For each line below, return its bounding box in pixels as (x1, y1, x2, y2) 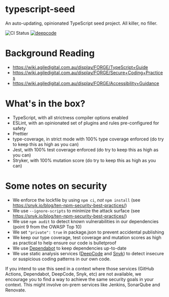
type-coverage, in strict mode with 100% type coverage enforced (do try (12, 136, 164, 142)
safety (12, 125, 26, 131)
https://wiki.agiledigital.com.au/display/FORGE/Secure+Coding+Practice (12, 69, 163, 76)
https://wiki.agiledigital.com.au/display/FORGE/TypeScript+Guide (12, 64, 148, 70)
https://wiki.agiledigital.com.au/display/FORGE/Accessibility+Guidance (12, 80, 159, 86)
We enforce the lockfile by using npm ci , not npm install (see (12, 197, 140, 203)
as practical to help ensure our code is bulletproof (12, 240, 117, 246)
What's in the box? (5, 98, 86, 109)
